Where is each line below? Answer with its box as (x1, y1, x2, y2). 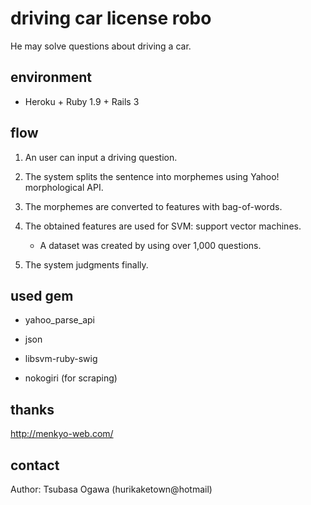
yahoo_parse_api (24, 314, 95, 326)
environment (10, 69, 92, 86)
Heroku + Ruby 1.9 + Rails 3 (24, 95, 140, 107)
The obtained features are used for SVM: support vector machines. (24, 220, 302, 232)
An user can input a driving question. (24, 151, 178, 163)
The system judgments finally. (24, 258, 149, 271)
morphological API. (24, 181, 104, 193)
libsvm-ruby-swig (24, 353, 98, 365)
